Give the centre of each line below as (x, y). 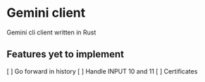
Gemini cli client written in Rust (51, 32)
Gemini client (46, 13)
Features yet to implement (66, 54)
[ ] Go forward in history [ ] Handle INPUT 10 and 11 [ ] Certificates (102, 71)
